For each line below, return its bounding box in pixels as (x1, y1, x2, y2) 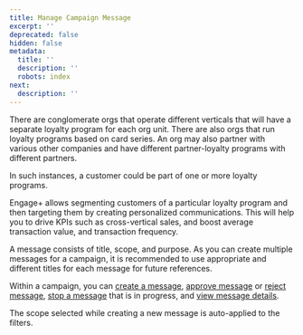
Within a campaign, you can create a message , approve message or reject (9, 280, 287, 291)
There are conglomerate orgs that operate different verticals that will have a (9, 114, 291, 125)
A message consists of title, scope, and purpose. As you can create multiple (9, 244, 293, 254)
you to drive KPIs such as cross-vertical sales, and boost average (9, 216, 254, 227)
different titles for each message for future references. (9, 263, 213, 273)
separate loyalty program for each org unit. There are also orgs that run (9, 123, 276, 134)
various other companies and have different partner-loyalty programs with (9, 142, 286, 154)
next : (9, 81, 30, 90)
